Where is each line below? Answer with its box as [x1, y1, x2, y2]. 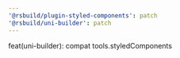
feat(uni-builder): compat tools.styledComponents [8, 41, 173, 50]
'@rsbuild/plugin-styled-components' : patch [8, 11, 158, 20]
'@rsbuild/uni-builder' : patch [8, 19, 112, 27]
